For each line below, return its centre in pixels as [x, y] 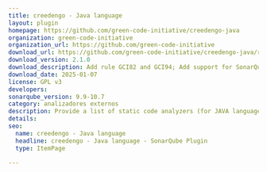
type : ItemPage [41, 148]
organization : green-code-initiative [71, 38]
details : [23, 119]
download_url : [32, 52]
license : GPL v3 [35, 82]
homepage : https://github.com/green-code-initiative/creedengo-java [124, 30]
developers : [28, 89]
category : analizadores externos [64, 104]
